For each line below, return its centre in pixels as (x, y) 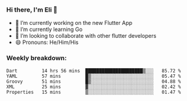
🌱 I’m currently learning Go (49, 29)
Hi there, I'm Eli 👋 (32, 10)
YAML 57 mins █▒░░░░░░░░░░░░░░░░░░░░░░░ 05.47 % (94, 76)
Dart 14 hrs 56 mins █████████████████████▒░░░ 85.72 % (94, 71)
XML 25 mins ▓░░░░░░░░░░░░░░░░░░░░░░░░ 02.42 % (94, 87)
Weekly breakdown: (37, 58)
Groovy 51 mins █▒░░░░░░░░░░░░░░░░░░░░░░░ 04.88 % (94, 82)
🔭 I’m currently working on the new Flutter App (74, 23)
